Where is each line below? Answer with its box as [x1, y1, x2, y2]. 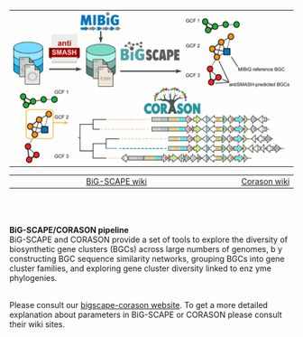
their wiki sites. [9, 319, 66, 330]
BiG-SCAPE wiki [86, 175, 147, 186]
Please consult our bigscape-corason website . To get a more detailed [9, 300, 269, 311]
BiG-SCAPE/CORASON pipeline [9, 225, 129, 236]
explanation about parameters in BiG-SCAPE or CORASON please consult [9, 309, 282, 321]
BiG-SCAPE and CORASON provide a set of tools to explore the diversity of [9, 234, 289, 245]
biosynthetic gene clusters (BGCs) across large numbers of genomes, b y [9, 244, 282, 255]
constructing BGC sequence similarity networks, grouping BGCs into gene [9, 254, 285, 265]
